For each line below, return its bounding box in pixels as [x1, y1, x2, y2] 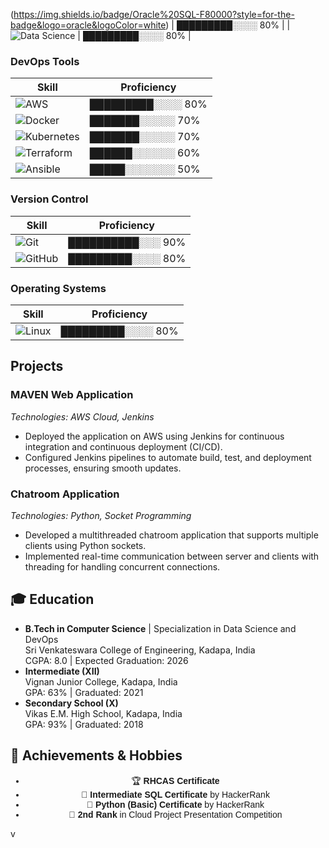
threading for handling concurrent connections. [24, 560, 221, 573]
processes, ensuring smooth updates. [24, 462, 182, 474]
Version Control [10, 192, 89, 206]
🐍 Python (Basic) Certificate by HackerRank [86, 799, 265, 810]
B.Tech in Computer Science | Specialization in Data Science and [24, 622, 297, 634]
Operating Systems [10, 281, 107, 295]
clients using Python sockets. [24, 539, 147, 551]
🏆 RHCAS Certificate [131, 775, 220, 786]
